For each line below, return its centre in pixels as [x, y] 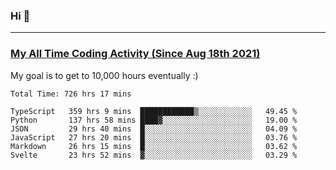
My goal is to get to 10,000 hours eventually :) [104, 75]
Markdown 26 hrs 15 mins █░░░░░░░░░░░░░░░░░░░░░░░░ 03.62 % [154, 146]
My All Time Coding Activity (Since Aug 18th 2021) [135, 54]
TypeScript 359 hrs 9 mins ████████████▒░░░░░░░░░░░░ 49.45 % [154, 111]
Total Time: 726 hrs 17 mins [71, 94]
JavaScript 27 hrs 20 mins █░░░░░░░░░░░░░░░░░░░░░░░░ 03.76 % [154, 137]
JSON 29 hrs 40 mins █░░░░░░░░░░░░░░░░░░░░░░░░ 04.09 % [154, 129]
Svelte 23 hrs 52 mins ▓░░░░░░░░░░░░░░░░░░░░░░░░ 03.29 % [154, 155]
